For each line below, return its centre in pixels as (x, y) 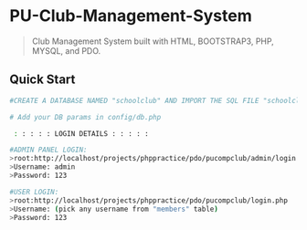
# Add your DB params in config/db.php (85, 117)
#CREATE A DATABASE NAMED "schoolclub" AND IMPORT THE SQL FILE (134, 100)
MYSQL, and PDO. (66, 50)
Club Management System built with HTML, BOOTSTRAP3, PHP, (153, 41)
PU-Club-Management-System (131, 16)
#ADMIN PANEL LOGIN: (49, 150)
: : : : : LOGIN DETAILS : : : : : (81, 133)
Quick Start (42, 80)
